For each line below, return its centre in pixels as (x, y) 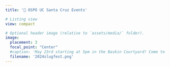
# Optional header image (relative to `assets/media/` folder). (75, 33)
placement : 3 (24, 43)
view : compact (20, 24)
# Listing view (21, 19)
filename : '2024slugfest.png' (42, 56)
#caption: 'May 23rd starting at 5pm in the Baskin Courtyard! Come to (88, 52)
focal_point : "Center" (34, 47)
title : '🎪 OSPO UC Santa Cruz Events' (46, 10)
